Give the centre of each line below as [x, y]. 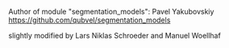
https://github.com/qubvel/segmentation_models [90, 20]
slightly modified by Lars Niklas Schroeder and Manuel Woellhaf [115, 36]
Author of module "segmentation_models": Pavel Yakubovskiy [111, 12]
